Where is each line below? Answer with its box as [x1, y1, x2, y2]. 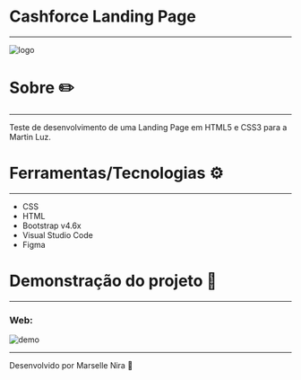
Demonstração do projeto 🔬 [9, 271, 218, 291]
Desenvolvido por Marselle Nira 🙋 [9, 360, 133, 371]
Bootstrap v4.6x [21, 220, 82, 231]
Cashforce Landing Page [9, 6, 197, 27]
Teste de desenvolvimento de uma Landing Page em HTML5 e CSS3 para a [9, 121, 288, 132]
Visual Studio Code [21, 229, 94, 240]
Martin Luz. [9, 131, 52, 142]
